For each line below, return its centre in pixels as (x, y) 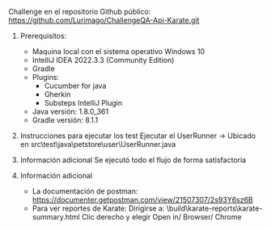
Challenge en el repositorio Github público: (80, 12)
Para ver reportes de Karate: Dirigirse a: (98, 208)
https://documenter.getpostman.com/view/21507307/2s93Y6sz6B (142, 200)
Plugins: (45, 77)
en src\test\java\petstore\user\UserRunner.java (98, 144)
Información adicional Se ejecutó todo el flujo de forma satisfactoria (133, 160)
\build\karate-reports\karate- (214, 208)
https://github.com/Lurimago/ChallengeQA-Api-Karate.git (104, 20)
